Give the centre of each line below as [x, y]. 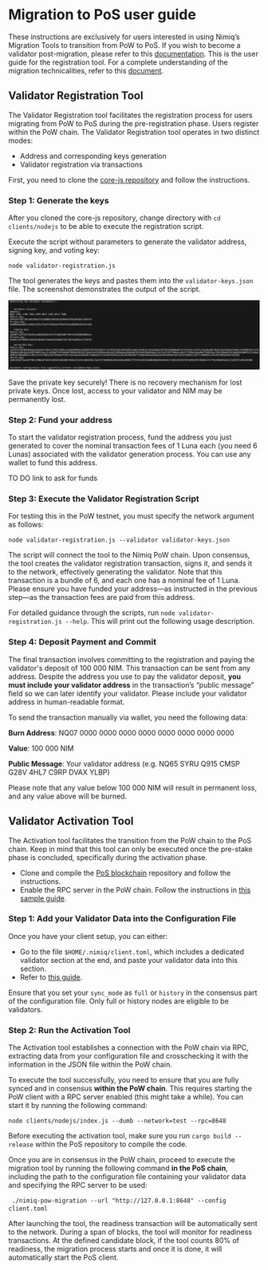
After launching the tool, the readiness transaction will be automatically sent [133, 1224]
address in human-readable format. [67, 702]
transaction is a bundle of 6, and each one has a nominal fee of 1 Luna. [124, 581]
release [21, 1145]
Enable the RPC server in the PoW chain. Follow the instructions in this [135, 889]
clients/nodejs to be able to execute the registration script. [106, 227]
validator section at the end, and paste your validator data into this [128, 960]
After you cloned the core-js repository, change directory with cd [114, 218]
